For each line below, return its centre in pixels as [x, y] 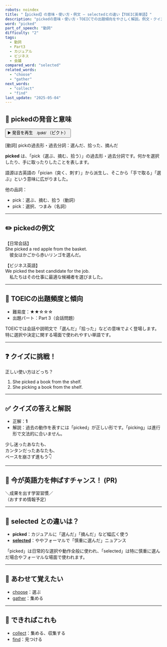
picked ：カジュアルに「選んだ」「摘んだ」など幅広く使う [71, 534]
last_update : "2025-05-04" [33, 98]
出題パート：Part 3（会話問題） [45, 318]
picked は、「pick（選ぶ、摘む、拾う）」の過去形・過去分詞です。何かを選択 [83, 156]
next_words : [17, 84]
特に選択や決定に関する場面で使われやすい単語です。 [59, 334]
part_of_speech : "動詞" [29, 28]
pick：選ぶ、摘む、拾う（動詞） [45, 200]
